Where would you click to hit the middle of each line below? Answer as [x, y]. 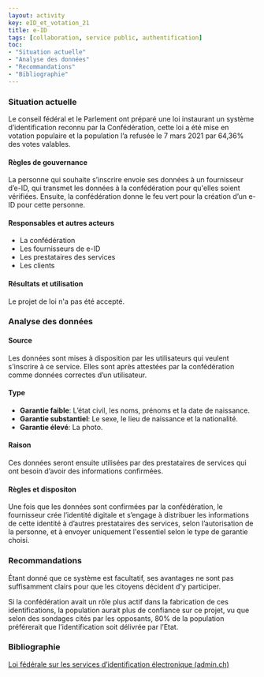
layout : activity [37, 15]
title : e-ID [28, 30]
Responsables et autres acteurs [61, 223]
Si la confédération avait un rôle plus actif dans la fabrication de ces [118, 601]
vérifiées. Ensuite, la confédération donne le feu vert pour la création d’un [128, 196]
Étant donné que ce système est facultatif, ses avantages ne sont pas [121, 578]
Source [20, 341]
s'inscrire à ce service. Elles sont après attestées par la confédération [121, 366]
